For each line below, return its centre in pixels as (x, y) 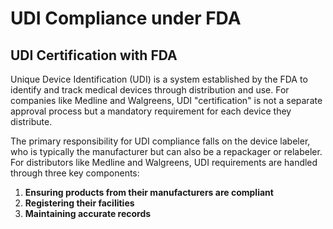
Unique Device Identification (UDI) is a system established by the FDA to (159, 79)
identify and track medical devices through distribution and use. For (150, 90)
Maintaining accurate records (88, 213)
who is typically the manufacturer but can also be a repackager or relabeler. (166, 151)
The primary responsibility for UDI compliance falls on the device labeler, (160, 141)
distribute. (31, 121)
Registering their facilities (79, 203)
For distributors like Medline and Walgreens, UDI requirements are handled (164, 162)
